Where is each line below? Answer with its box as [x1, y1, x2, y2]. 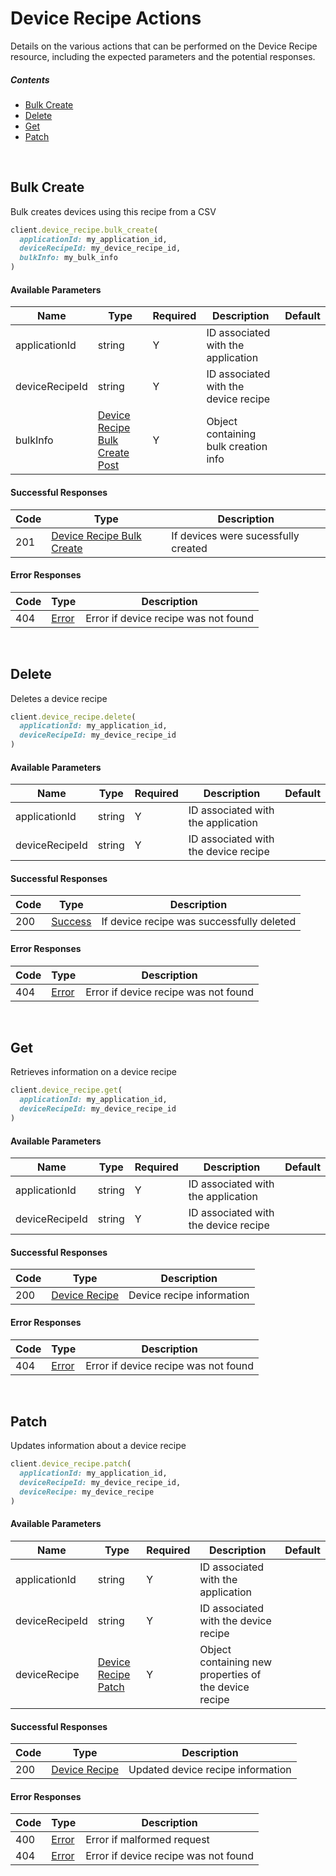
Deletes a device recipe [10, 692, 108, 704]
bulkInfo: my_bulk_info [19, 253, 118, 263]
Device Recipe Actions [10, 7, 202, 30]
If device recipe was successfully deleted [101, 915, 297, 929]
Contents [10, 73, 50, 86]
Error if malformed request [85, 1833, 210, 1847]
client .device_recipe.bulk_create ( [10, 225, 159, 235]
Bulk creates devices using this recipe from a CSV [10, 205, 217, 217]
